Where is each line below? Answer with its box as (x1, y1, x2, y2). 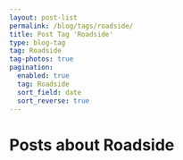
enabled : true (17, 72, 70, 80)
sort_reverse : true (17, 96, 90, 105)
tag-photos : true (9, 55, 74, 63)
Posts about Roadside (9, 135, 175, 155)
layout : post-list (9, 13, 78, 22)
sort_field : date (17, 88, 82, 97)
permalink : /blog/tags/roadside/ (9, 21, 134, 30)
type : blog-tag (9, 38, 66, 47)
